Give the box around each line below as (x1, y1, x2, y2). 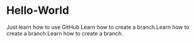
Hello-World (6, 4, 69, 17)
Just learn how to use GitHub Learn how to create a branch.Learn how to (6, 23, 190, 31)
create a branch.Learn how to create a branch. (6, 29, 124, 37)
